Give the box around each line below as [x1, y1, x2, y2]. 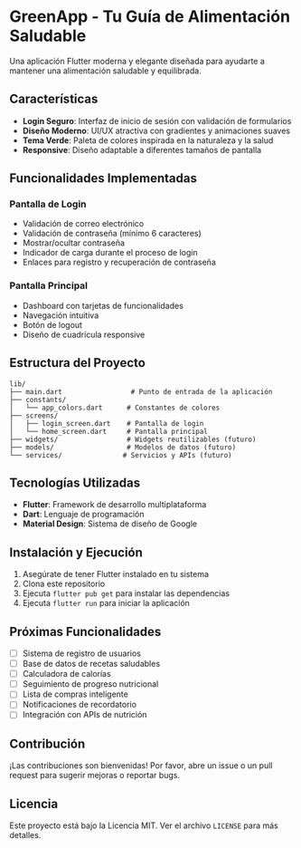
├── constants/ [9, 395, 67, 404]
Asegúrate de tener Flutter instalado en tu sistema [22, 569, 210, 580]
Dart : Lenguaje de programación [22, 509, 145, 520]
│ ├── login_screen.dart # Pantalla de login [9, 419, 204, 428]
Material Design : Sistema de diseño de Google [22, 518, 197, 529]
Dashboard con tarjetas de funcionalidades [22, 300, 183, 311]
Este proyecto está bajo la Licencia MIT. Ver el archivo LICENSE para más [9, 820, 278, 831]
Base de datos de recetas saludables [22, 659, 161, 670]
